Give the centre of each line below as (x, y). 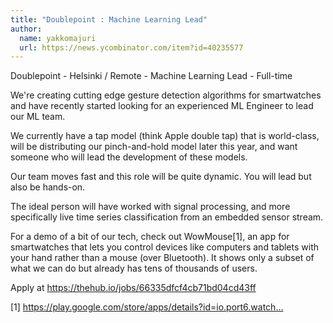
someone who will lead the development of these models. (129, 157)
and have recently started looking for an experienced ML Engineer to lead (162, 106)
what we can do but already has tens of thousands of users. (134, 268)
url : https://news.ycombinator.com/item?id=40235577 (131, 47)
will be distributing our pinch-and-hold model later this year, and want (154, 147)
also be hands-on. (48, 187)
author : (26, 29)
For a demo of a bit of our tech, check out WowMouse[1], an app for (150, 237)
